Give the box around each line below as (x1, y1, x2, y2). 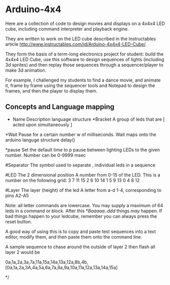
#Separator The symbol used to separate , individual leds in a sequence (5, 162, 156, 168)
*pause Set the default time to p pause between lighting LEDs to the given (5, 147, 160, 153)
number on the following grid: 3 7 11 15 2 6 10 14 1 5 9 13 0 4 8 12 (5, 177, 140, 183)
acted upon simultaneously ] (12, 121, 73, 128)
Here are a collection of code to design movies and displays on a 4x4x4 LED (5, 20, 165, 26)
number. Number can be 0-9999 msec (5, 152, 86, 158)
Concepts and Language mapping (5, 103, 115, 111)
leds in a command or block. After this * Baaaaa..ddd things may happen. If (5, 208, 162, 214)
